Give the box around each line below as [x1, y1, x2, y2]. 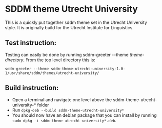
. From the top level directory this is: [23, 57, 96, 63]
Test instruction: [5, 39, 57, 47]
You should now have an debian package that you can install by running [12, 112, 157, 118]
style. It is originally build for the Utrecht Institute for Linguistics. [5, 24, 134, 30]
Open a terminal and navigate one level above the [12, 96, 112, 103]
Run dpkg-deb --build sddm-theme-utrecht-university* [12, 107, 124, 113]
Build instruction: [5, 84, 59, 92]
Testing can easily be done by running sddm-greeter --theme [5, 52, 129, 57]
